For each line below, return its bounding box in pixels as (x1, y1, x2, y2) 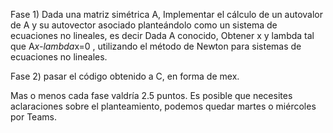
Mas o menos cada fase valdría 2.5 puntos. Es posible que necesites (10, 90, 293, 101)
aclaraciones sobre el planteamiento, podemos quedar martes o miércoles (10, 100, 317, 112)
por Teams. (10, 111, 57, 123)
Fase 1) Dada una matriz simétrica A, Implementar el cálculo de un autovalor (10, 9, 324, 20)
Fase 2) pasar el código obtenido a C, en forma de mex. (10, 70, 240, 82)
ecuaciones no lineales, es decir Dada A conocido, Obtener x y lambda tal (10, 30, 315, 41)
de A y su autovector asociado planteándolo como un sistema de (10, 19, 278, 31)
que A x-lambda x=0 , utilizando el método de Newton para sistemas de (10, 40, 302, 52)
